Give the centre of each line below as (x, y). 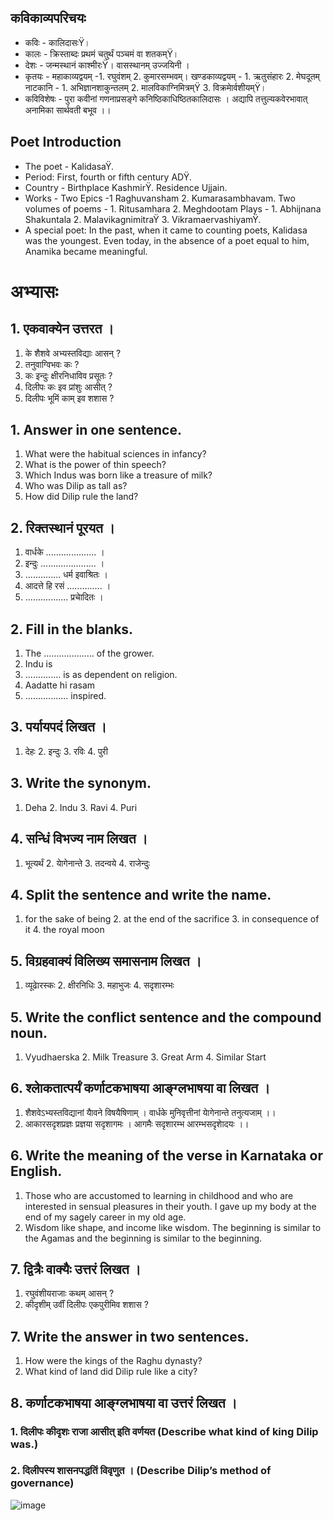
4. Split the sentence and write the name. (141, 894)
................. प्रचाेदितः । (64, 597)
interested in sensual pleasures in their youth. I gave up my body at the (170, 1206)
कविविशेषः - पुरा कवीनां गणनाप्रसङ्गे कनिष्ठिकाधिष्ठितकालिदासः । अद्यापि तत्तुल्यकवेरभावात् (166, 98)
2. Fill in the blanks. (72, 629)
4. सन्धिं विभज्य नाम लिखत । (79, 839)
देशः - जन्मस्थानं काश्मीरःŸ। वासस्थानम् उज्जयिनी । (107, 65)
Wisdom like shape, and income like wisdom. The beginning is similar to (173, 1227)
